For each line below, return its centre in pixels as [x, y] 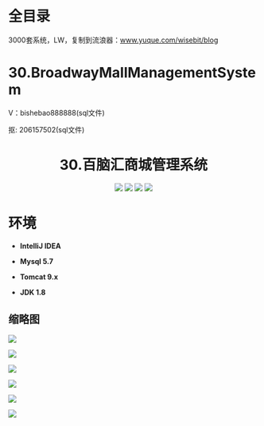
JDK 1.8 [33, 292]
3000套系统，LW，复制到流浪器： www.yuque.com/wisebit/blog [113, 40]
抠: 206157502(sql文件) [47, 129]
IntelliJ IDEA [40, 246]
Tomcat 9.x [39, 277]
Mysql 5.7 [37, 261]
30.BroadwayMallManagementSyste [132, 73]
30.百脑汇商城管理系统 [134, 165]
